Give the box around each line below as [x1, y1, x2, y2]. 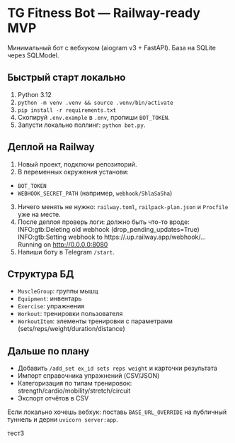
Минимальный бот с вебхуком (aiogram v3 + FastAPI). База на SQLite [7, 43, 216, 52]
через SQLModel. [7, 51, 59, 60]
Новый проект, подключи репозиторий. [17, 159, 137, 168]
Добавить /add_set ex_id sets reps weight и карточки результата [17, 364, 218, 373]
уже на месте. [17, 210, 62, 218]
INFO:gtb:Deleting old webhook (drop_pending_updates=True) [17, 225, 200, 233]
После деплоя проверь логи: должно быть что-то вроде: [17, 218, 190, 226]
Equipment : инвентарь [17, 294, 82, 303]
